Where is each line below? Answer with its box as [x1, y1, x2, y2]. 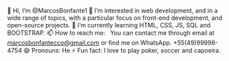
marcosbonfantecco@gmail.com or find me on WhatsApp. [7, 38, 172, 47]
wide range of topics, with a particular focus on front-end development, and [7, 14, 222, 22]
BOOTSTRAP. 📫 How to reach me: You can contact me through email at [7, 29, 215, 37]
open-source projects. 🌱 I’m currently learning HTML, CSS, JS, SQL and [7, 21, 211, 29]
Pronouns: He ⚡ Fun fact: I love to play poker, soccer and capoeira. [31, 47, 221, 54]
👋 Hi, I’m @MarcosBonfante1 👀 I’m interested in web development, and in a [7, 7, 218, 14]
